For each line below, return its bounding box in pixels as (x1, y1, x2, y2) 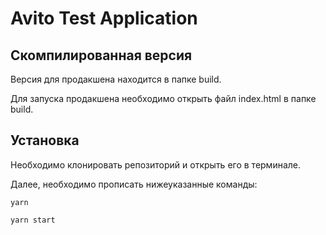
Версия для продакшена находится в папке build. (10, 73, 222, 85)
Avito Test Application (10, 7, 198, 30)
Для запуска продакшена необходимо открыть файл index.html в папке (10, 93, 317, 104)
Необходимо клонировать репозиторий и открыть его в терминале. (10, 158, 302, 171)
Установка (10, 132, 80, 149)
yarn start (10, 215, 56, 225)
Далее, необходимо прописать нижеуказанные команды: (10, 178, 258, 190)
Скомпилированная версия (10, 47, 193, 64)
